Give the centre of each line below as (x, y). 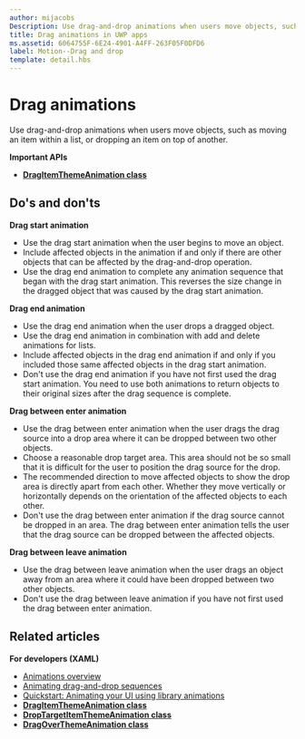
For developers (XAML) (54, 658)
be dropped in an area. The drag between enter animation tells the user (156, 525)
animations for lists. (59, 345)
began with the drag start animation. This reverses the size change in (152, 281)
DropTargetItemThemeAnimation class (97, 715)
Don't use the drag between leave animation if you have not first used (153, 598)
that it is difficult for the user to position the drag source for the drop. (152, 467)
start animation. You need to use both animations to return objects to (151, 384)
